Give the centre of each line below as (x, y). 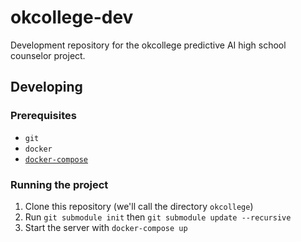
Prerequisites (43, 116)
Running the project (59, 184)
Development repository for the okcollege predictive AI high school (148, 45)
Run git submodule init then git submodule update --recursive (158, 217)
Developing (46, 87)
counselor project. (48, 55)
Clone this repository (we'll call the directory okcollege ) (139, 206)
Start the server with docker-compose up (106, 227)
